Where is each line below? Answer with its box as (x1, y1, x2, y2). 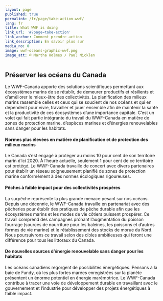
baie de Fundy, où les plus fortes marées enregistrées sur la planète (5, 270, 142, 276)
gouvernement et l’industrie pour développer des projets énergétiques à (5, 285, 151, 291)
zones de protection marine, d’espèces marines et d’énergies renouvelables (5, 120, 158, 126)
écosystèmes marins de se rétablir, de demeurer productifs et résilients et (5, 89, 154, 95)
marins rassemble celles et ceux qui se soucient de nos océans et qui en (5, 99, 152, 105)
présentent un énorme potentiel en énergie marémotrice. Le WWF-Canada (5, 275, 156, 280)
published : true (5, 12, 38, 17)
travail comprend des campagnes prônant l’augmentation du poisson (5, 216, 144, 222)
